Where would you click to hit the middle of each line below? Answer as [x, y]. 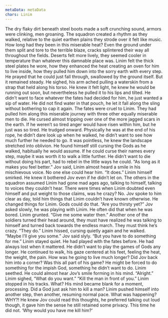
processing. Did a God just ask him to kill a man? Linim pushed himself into [82, 289]
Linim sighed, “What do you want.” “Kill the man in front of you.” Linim [77, 278]
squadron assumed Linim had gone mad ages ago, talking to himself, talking [83, 182]
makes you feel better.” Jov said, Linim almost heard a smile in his [73, 167]
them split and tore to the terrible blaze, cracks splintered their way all [77, 50]
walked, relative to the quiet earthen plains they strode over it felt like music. [84, 39]
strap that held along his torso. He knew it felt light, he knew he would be [80, 87]
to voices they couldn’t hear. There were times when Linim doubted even [80, 188]
